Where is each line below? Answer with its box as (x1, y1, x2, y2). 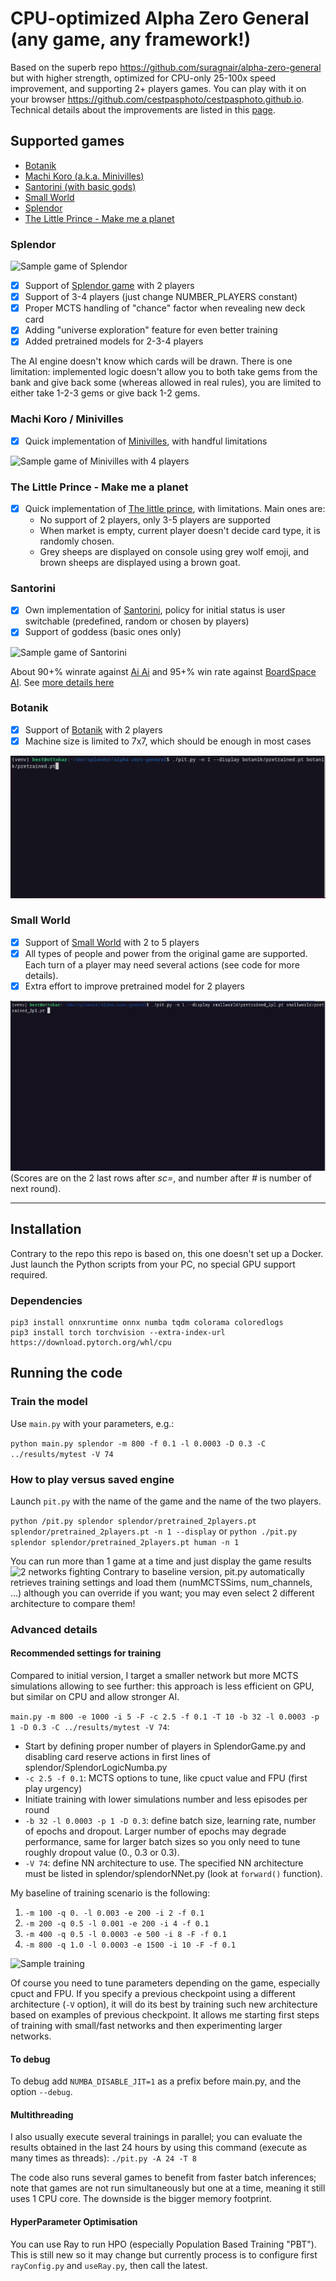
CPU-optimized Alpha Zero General (10, 7, 310, 30)
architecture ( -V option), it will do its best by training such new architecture (10, 1998, 318, 2011)
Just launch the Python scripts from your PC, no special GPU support (10, 1258, 296, 1270)
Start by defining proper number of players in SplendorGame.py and (24, 1740, 307, 1752)
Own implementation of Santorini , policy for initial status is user (24, 604, 286, 616)
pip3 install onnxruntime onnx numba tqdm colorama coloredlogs (10, 1317, 284, 1327)
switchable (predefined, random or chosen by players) (24, 615, 250, 627)
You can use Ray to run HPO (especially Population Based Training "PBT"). (10, 2238, 317, 2250)
